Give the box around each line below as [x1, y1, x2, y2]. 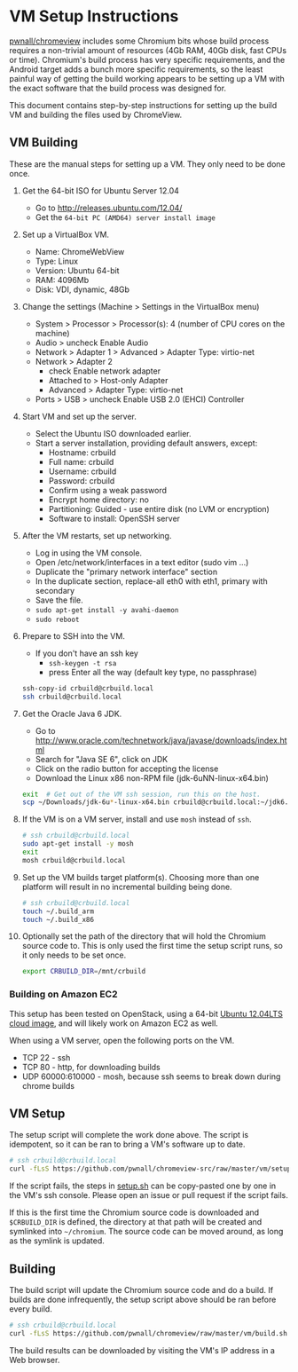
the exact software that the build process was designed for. [9, 83, 227, 93]
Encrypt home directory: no [48, 494, 149, 505]
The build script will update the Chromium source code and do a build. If [9, 1284, 273, 1295]
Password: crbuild [48, 475, 115, 485]
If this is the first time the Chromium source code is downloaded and [9, 1207, 260, 1218]
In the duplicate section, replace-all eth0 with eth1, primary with [35, 575, 268, 587]
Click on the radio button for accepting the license [35, 763, 219, 774]
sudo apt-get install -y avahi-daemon [35, 605, 179, 614]
